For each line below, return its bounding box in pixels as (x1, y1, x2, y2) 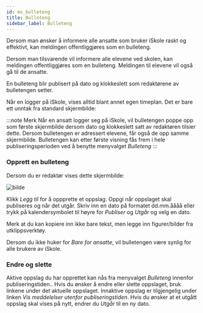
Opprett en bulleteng (6, 158, 69, 167)
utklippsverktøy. (6, 226, 47, 234)
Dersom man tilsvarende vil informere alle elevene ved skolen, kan (6, 56, 173, 63)
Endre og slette (6, 260, 52, 268)
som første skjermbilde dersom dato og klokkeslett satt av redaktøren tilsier (6, 123, 196, 131)
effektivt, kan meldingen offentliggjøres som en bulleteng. (6, 43, 151, 51)
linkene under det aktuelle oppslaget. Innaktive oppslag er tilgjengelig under (6, 287, 197, 294)
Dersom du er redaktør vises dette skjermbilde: (6, 171, 125, 179)
